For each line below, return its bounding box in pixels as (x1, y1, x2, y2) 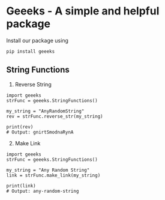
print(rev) (6, 124, 34, 130)
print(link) (6, 183, 36, 189)
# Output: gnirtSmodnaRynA (6, 129, 74, 135)
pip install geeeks (6, 48, 55, 55)
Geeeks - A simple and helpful (6, 4, 160, 18)
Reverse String (14, 80, 52, 88)
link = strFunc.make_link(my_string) (6, 172, 101, 178)
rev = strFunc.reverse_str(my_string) (6, 113, 103, 120)
